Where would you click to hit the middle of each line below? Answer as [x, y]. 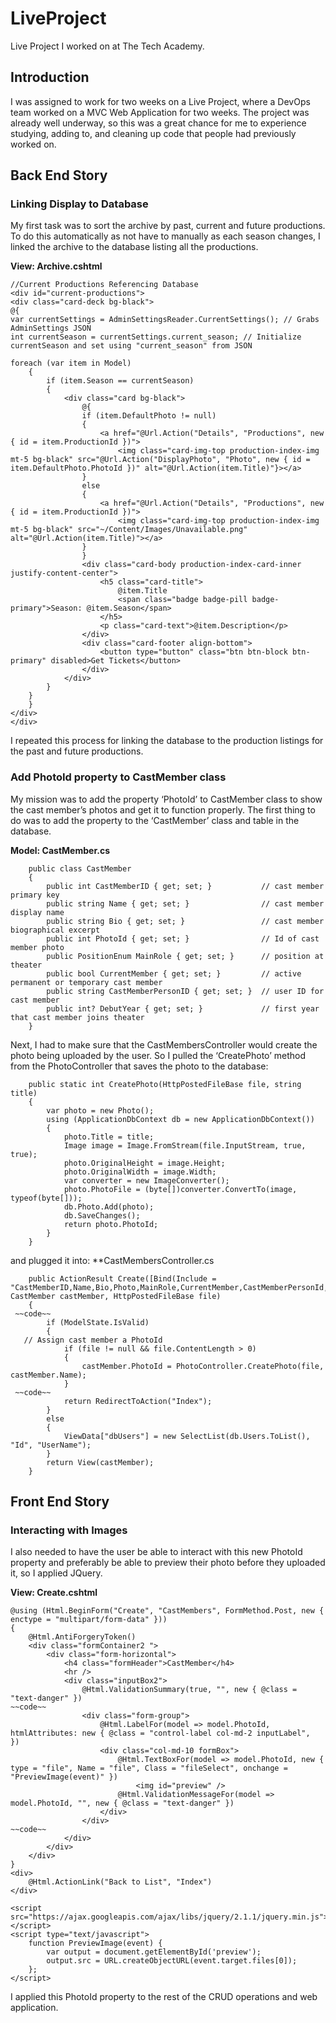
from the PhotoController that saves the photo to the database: [139, 1066]
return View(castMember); [100, 1462]
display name [37, 912]
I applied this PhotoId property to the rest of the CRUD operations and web [164, 1997]
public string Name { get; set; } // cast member [185, 903]
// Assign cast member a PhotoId [93, 1340]
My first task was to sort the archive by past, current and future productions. [168, 226]
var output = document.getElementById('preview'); [154, 1952]
